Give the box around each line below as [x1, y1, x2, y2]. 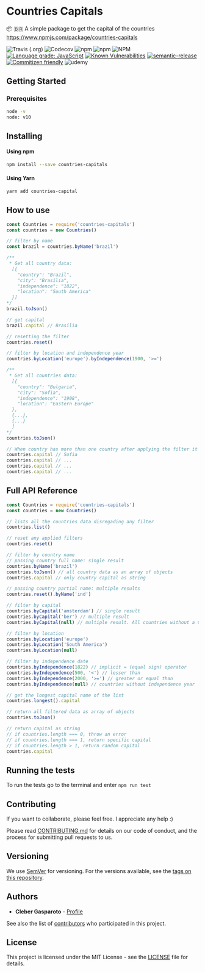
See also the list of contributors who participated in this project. [6, 919, 167, 927]
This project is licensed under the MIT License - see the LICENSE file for [6, 954, 188, 961]
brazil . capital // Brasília [6, 322, 78, 328]
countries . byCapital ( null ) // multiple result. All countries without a [6, 619, 195, 625]
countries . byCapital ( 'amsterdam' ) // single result [6, 608, 140, 614]
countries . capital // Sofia [6, 452, 78, 458]
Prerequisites [6, 95, 47, 103]
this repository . [6, 874, 45, 881]
